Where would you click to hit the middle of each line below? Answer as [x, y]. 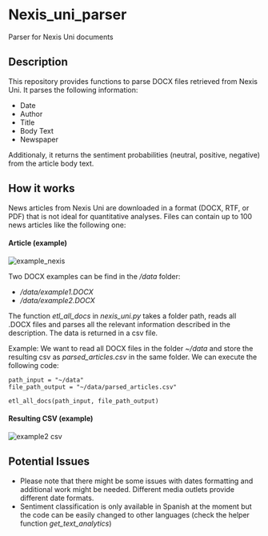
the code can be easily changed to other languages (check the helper [135, 514]
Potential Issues [49, 462]
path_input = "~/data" [46, 380]
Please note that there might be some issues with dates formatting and [136, 481]
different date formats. [57, 498]
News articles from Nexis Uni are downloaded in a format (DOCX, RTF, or [129, 208]
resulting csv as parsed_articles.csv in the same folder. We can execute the [133, 357]
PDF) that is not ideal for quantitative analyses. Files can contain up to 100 [130, 216]
